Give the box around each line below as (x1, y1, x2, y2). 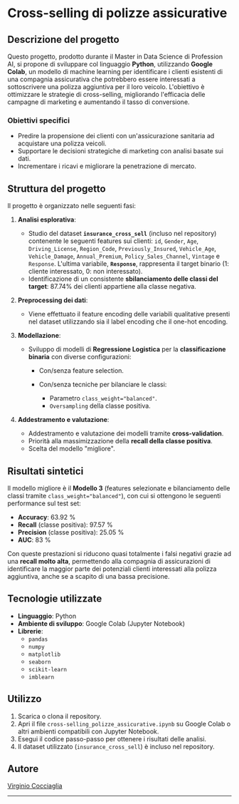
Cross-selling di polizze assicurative (7, 5, 228, 21)
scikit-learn (28, 666, 68, 673)
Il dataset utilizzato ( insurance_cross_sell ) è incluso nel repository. (17, 742, 215, 751)
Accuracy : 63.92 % (17, 512, 76, 521)
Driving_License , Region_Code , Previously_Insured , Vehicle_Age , (28, 244, 217, 253)
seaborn (28, 658, 51, 666)
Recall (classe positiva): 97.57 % (17, 520, 114, 529)
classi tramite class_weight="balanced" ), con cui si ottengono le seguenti (7, 491, 221, 500)
